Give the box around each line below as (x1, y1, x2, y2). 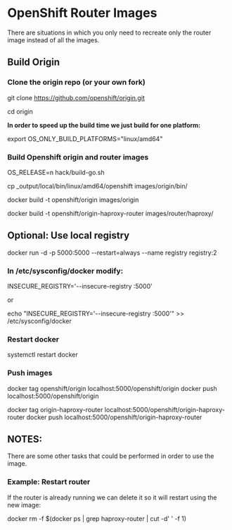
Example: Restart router (7, 477, 91, 487)
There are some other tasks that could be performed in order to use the (7, 452, 214, 460)
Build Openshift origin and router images (7, 152, 149, 162)
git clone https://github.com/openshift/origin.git (7, 93, 146, 102)
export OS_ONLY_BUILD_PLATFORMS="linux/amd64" (7, 134, 163, 143)
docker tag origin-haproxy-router (7, 405, 103, 414)
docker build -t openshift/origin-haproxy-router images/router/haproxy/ (7, 209, 214, 217)
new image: (7, 500, 41, 509)
